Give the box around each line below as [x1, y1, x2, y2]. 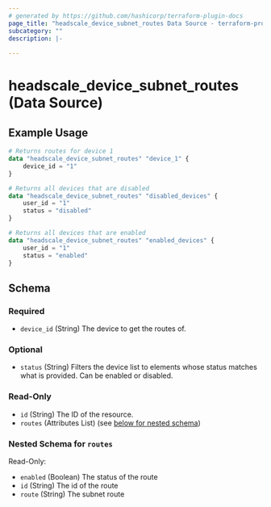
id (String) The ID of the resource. [19, 409, 134, 419]
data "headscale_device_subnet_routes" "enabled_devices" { [8, 236, 215, 245]
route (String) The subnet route [19, 489, 125, 499]
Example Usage [8, 126, 89, 140]
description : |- [8, 34, 63, 43]
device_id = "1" [23, 162, 78, 170]
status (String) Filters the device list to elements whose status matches [19, 362, 258, 372]
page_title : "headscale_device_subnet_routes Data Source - [8, 19, 215, 27]
